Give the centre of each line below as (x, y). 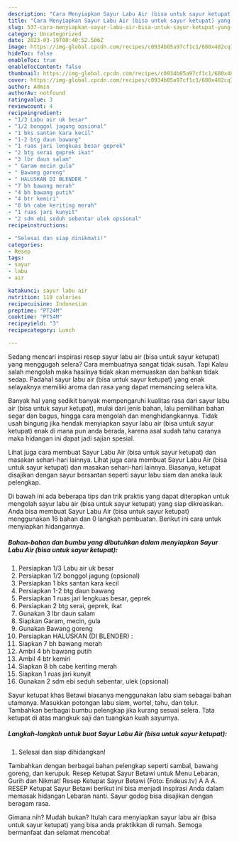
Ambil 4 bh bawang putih (55, 651)
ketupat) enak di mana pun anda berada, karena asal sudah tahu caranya (115, 431)
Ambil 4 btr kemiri (44, 659)
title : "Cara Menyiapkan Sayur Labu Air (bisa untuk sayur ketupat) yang (119, 21)
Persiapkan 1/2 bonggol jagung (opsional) (79, 576)
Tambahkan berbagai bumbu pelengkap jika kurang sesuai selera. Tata (111, 710)
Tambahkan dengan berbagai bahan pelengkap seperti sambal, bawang (113, 765)
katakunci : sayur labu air (48, 291)
